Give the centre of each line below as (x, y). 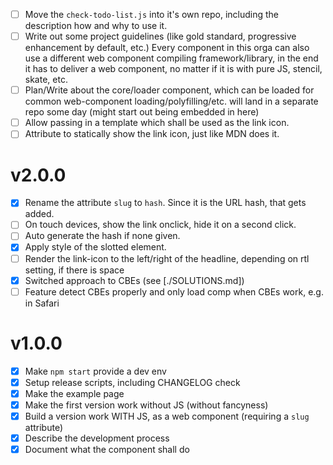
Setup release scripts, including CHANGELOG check (132, 382)
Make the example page (74, 393)
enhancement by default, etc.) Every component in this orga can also (167, 48)
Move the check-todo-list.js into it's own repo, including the (151, 14)
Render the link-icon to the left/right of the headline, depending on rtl (167, 258)
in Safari (42, 303)
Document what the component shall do (107, 449)
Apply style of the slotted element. (95, 247)
